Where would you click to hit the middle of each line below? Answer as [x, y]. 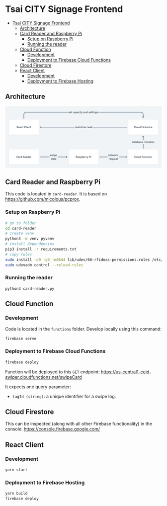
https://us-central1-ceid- [126, 372]
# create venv [20, 234]
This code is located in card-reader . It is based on [56, 194]
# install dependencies [30, 244]
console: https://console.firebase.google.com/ [53, 429]
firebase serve [21, 338]
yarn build [16, 494]
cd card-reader [21, 228]
